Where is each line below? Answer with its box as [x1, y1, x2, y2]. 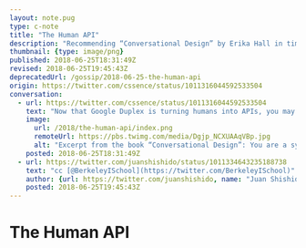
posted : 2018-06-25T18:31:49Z [25, 149, 141, 158]
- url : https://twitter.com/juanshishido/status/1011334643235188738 [17, 157, 287, 167]
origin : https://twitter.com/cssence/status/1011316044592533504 [9, 81, 262, 90]
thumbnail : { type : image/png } [9, 47, 125, 57]
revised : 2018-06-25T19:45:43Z [9, 65, 128, 74]
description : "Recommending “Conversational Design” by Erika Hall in [9, 38, 283, 48]
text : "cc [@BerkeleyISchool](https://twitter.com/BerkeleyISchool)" [25, 166, 296, 175]
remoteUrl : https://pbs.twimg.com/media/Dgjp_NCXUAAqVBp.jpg [33, 132, 271, 141]
